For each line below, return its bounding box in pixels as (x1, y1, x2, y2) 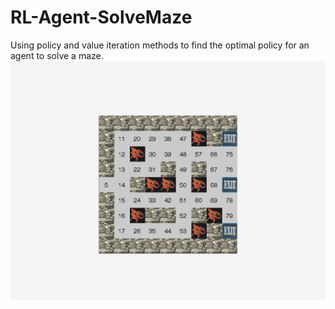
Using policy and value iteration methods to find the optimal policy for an (10, 39, 310, 51)
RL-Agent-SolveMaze (10, 6, 193, 29)
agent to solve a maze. (10, 49, 104, 61)
